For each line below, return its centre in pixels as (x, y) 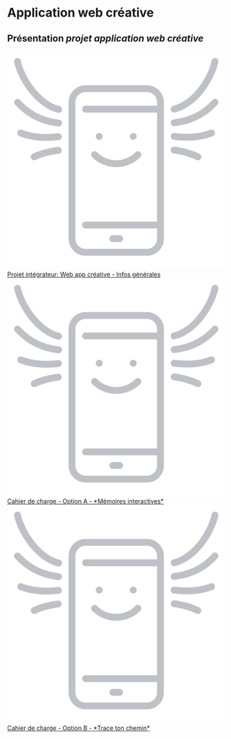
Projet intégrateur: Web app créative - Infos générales (84, 274)
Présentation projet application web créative (105, 38)
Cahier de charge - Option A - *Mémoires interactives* (85, 501)
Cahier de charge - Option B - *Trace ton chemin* (78, 728)
